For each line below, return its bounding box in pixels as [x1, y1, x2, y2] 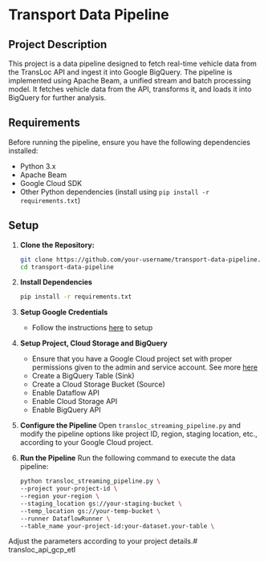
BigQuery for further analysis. [8, 93, 107, 102]
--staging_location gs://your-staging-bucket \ [19, 499, 182, 507]
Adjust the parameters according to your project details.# [8, 536, 198, 546]
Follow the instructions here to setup [31, 323, 153, 333]
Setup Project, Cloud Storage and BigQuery [19, 338, 169, 348]
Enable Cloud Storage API [31, 397, 118, 406]
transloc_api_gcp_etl [8, 545, 76, 555]
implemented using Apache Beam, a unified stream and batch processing [8, 76, 251, 85]
